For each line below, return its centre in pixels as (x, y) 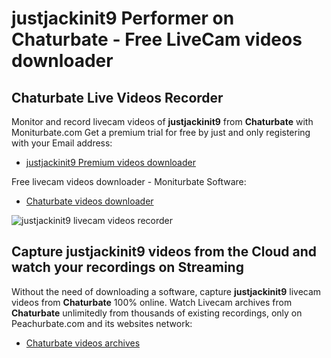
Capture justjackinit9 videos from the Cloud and (164, 252)
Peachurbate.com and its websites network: (102, 323)
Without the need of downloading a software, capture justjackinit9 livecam (166, 291)
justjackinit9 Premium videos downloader (110, 162)
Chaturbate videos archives (83, 343)
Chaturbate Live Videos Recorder (117, 97)
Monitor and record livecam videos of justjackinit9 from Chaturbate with (162, 121)
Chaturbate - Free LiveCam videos (157, 39)
